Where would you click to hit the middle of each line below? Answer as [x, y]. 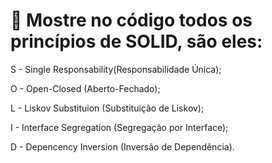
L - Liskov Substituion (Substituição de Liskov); [107, 108]
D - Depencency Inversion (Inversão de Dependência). [122, 146]
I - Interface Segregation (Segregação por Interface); [119, 127]
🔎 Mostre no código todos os [131, 20]
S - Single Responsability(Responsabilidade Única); [116, 69]
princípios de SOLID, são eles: [136, 41]
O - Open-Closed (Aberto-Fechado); [85, 88]
